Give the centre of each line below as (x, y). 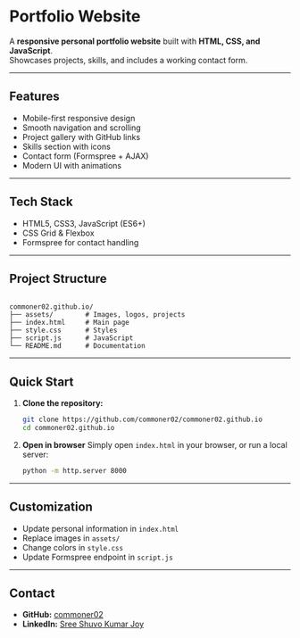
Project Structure (58, 278)
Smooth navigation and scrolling (81, 128)
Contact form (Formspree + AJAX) (85, 156)
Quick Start (42, 381)
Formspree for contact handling (80, 242)
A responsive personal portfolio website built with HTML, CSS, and (135, 41)
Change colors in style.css (72, 547)
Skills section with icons (67, 146)
